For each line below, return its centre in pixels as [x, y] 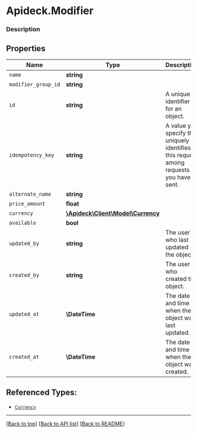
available [23, 223]
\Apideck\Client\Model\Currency [113, 213]
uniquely [177, 140]
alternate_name [30, 194]
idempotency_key [32, 155]
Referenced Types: [42, 393]
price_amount [27, 204]
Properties [26, 48]
